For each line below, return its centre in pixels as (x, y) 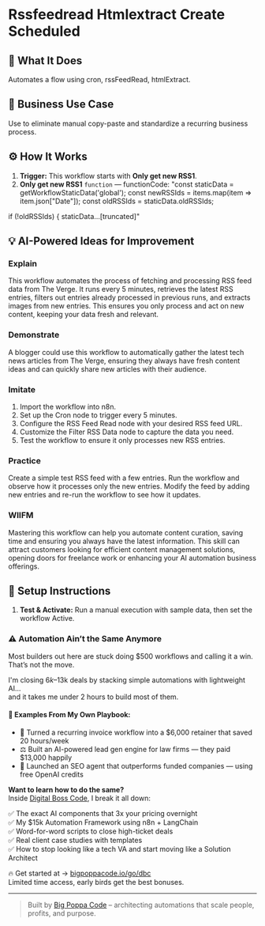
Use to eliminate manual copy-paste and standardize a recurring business (128, 123)
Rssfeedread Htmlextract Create (117, 15)
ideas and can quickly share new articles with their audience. (107, 369)
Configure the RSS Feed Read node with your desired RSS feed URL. (131, 423)
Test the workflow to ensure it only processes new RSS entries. (122, 440)
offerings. (24, 566)
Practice (24, 460)
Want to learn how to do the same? (66, 789)
